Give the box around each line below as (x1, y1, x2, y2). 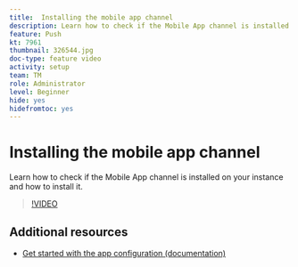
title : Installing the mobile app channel (9, 12, 174, 22)
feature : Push (9, 29, 62, 38)
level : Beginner (9, 87, 70, 96)
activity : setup (9, 63, 70, 72)
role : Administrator (9, 79, 87, 88)
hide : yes (9, 95, 46, 105)
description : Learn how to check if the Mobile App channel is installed (9, 21, 290, 30)
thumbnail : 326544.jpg (9, 46, 94, 55)
